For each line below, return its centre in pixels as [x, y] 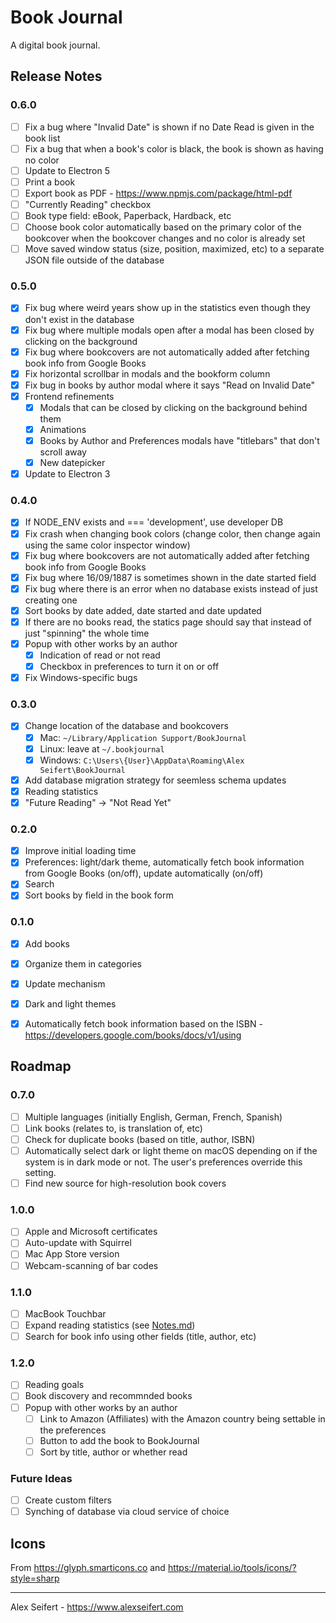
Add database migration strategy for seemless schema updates [155, 780]
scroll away [63, 452]
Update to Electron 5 [67, 170]
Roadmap [41, 1066]
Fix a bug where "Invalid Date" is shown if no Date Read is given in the [169, 127]
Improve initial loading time [80, 851]
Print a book [50, 182]
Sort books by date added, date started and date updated [143, 610]
